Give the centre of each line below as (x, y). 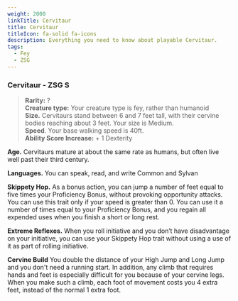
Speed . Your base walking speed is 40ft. (84, 131)
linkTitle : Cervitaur (39, 21)
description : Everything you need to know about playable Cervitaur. (113, 40)
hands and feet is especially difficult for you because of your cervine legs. (116, 275)
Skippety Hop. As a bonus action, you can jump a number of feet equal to (115, 187)
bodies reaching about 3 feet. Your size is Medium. (99, 123)
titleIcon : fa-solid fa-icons (52, 34)
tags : (15, 47)
